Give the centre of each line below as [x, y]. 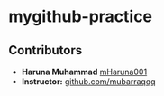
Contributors [46, 50]
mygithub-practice [81, 17]
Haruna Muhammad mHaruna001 [84, 72]
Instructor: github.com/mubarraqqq [88, 82]
